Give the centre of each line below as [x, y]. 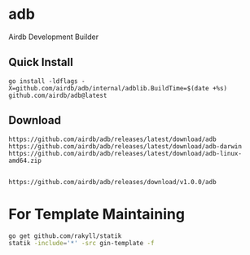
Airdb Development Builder [54, 37]
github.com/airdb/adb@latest [58, 95]
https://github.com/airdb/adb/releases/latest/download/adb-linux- [125, 153]
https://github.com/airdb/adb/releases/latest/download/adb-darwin [125, 146]
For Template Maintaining [97, 214]
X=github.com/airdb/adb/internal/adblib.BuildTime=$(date [109, 88]
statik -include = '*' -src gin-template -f [81, 244]
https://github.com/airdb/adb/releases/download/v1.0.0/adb [113, 182]
